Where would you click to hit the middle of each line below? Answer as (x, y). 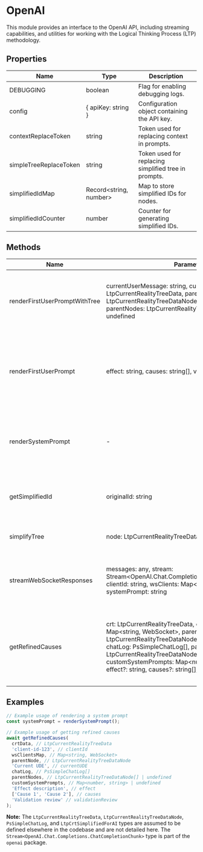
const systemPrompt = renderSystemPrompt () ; (63, 722)
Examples (25, 702)
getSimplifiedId (31, 496)
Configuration (158, 103)
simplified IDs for (162, 193)
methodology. (24, 40)
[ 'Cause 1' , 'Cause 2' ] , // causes (56, 794)
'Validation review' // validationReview (65, 800)
